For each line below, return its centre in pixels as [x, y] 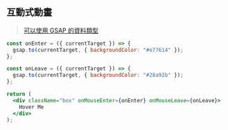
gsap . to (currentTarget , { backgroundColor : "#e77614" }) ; [98, 50]
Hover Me [32, 107]
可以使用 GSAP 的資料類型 [61, 30]
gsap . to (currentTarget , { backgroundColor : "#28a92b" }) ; [98, 75]
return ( [19, 94]
